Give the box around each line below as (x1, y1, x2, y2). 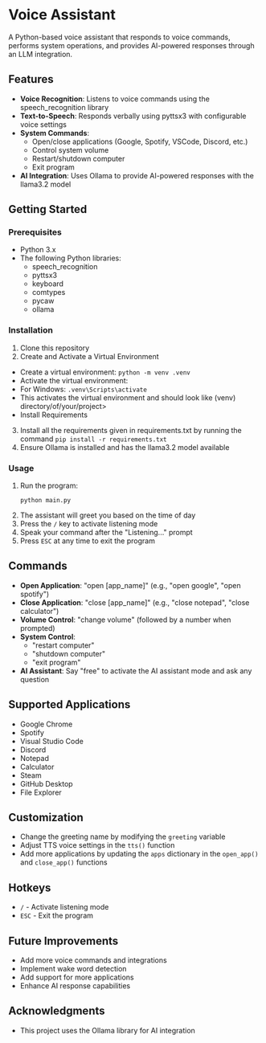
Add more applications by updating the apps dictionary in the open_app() (19, 849, 259, 859)
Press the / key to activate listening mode (19, 519, 158, 529)
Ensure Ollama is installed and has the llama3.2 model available (19, 442, 230, 452)
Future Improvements (8, 934, 119, 947)
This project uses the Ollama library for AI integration (19, 1025, 195, 1035)
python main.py (19, 497, 72, 505)
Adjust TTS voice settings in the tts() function (19, 841, 175, 850)
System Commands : (19, 128, 90, 137)
